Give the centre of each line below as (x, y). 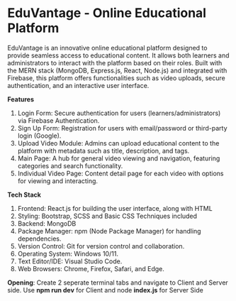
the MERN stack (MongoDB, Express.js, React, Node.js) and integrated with (117, 70)
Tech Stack (24, 195)
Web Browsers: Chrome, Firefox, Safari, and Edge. (91, 268)
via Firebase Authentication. (58, 120)
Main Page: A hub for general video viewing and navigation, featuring (119, 158)
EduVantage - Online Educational (107, 13)
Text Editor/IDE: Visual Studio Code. (70, 261)
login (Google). (39, 136)
